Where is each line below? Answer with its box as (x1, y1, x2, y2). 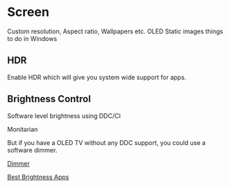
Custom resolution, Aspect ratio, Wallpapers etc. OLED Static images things (7, 27, 224, 35)
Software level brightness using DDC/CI (7, 112, 121, 120)
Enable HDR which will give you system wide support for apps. (7, 73, 186, 81)
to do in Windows (7, 34, 58, 42)
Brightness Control (7, 93, 92, 105)
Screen (7, 4, 50, 20)
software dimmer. (7, 146, 58, 154)
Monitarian (7, 125, 38, 133)
